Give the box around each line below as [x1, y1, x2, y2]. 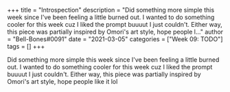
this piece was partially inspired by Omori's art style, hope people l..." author [7, 27, 224, 36]
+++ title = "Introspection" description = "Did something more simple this [7, 6, 215, 14]
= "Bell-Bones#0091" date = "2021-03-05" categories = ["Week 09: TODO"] [7, 35, 223, 43]
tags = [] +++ [7, 43, 45, 50]
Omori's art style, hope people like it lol [7, 78, 118, 85]
